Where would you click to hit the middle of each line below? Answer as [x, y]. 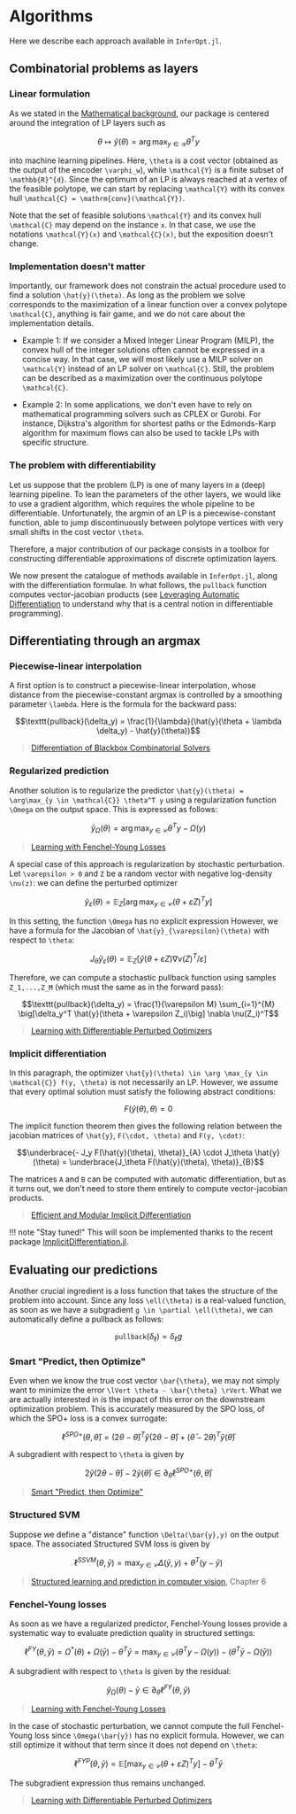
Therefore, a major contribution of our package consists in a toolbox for [139, 549]
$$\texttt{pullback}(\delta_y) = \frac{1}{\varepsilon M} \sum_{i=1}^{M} [148, 1004]
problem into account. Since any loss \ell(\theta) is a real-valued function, [148, 1300]
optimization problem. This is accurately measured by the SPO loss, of [137, 1409]
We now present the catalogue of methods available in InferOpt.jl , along [144, 575]
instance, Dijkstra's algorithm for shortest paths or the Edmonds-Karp [149, 423]
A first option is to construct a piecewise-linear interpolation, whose [133, 686]
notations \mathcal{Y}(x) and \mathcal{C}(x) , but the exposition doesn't [141, 234]
